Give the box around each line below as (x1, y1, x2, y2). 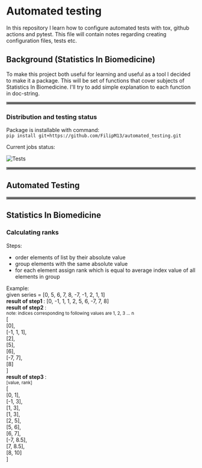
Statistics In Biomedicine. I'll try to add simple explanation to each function (6, 83, 191, 90)
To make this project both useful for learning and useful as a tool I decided (6, 71, 191, 78)
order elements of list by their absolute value (14, 253, 126, 261)
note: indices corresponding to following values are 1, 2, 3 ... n (6, 310, 134, 316)
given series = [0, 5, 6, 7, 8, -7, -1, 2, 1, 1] (6, 291, 105, 298)
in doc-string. (6, 89, 40, 97)
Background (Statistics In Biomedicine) (6, 54, 156, 65)
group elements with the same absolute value (14, 260, 128, 267)
